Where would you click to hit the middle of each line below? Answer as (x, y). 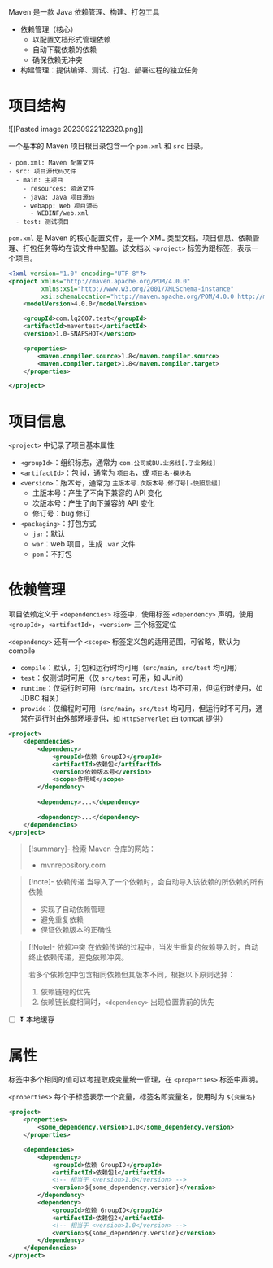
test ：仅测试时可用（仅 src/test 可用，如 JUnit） (104, 678)
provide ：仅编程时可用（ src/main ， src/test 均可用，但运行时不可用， (138, 709)
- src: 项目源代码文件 (43, 171)
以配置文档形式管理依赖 (71, 39)
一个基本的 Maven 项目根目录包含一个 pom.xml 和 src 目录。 (108, 146)
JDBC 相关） (41, 698)
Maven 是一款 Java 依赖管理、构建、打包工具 (84, 12)
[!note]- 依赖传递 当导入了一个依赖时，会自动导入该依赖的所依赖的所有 (146, 882)
